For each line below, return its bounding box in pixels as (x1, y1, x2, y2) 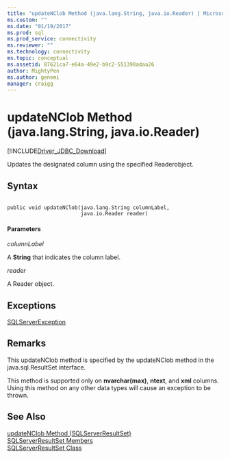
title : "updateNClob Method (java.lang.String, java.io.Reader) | (7, 10, 201, 17)
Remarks (7, 337, 47, 350)
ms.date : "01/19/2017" (7, 23, 72, 29)
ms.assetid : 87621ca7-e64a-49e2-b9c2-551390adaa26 (7, 61, 155, 68)
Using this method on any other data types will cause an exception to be (7, 383, 211, 391)
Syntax (7, 180, 38, 192)
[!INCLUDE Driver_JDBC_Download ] (7, 147, 107, 155)
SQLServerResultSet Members (7, 436, 94, 444)
